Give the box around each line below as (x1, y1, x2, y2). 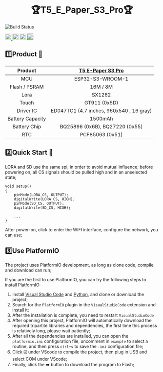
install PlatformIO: (5, 282, 41, 288)
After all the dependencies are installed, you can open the (12, 333, 128, 339)
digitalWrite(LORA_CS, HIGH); (14, 197, 76, 201)
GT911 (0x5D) (84, 99, 119, 106)
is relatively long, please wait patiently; (12, 328, 90, 334)
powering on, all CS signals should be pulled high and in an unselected (5, 169, 147, 175)
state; (5, 174, 17, 180)
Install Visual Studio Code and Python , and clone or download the (12, 292, 144, 298)
